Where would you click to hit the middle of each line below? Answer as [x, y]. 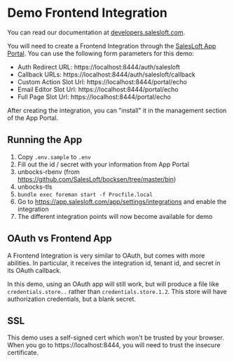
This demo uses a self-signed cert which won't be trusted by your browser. [116, 337]
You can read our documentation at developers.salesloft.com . [96, 32]
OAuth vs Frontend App [60, 239]
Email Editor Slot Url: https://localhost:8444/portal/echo [98, 89]
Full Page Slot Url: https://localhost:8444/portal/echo [94, 97]
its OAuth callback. [34, 270]
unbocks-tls [35, 187]
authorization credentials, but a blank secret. [72, 299]
